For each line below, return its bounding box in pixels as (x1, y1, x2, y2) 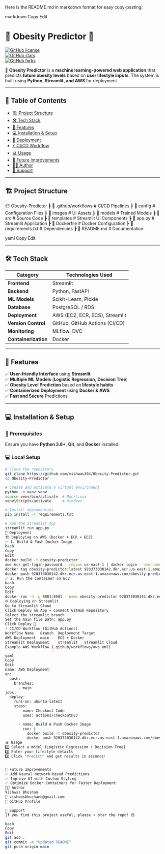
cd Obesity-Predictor (5, 476, 50, 481)
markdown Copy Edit (5, 14, 48, 19)
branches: (14, 681, 34, 686)
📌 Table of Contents (5, 96, 67, 105)
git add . (5, 835, 26, 840)
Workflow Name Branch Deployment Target (5, 631, 96, 636)
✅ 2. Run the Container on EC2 (5, 576, 70, 581)
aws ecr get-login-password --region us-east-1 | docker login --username (5, 562, 162, 567)
